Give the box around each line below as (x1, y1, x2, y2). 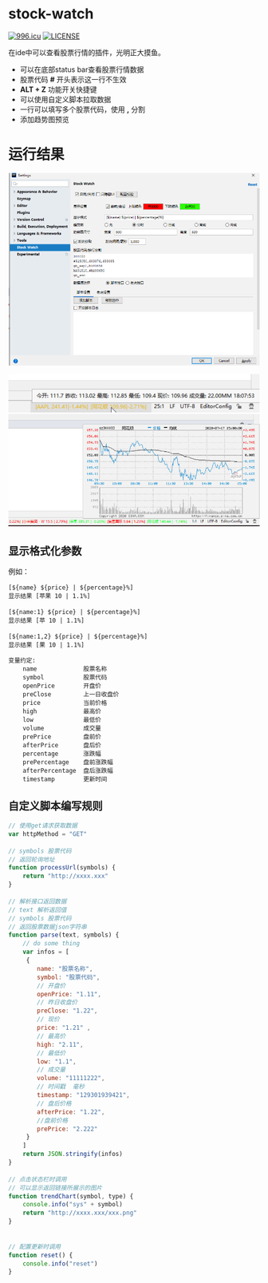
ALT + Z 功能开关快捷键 (19, 85, 97, 94)
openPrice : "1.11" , (37, 990, 102, 998)
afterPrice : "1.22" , (37, 1107, 105, 1116)
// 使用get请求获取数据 (8, 822, 78, 830)
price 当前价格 (22, 699, 108, 707)
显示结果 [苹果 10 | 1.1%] (8, 592, 91, 600)
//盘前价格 (37, 1116, 69, 1124)
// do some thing (22, 940, 81, 948)
